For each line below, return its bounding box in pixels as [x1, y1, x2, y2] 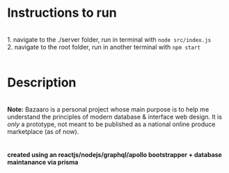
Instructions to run [7, 5, 117, 21]
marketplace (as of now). [7, 127, 79, 135]
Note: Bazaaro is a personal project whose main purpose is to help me [7, 105, 210, 113]
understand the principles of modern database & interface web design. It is [7, 112, 223, 121]
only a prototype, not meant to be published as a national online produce [7, 120, 216, 128]
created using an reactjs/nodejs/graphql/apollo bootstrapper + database [7, 151, 223, 159]
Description [7, 75, 77, 91]
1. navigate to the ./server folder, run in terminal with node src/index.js [7, 35, 212, 43]
